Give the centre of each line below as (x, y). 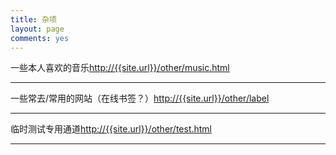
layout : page (37, 29)
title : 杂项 (33, 19)
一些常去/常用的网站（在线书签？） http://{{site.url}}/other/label (140, 98)
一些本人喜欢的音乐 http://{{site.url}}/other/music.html (120, 68)
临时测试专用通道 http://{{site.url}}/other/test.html (111, 129)
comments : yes (40, 38)
